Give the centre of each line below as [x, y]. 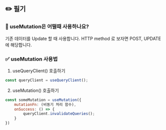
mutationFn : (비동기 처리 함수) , [45, 104]
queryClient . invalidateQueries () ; [59, 114]
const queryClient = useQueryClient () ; [47, 80]
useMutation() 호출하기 [35, 90]
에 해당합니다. [19, 44]
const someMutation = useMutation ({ [43, 100]
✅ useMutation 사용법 [31, 59]
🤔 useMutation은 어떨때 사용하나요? [47, 26]
